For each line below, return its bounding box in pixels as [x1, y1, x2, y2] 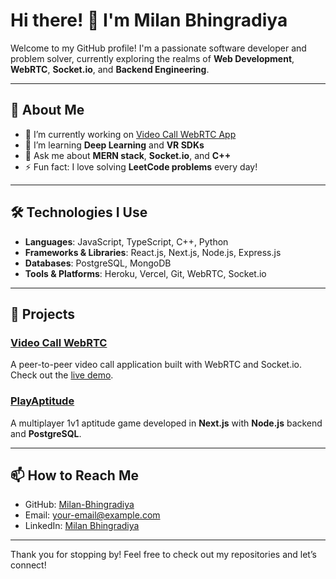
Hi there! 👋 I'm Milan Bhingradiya [10, 9, 288, 32]
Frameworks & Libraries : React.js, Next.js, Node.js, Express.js [24, 246, 282, 258]
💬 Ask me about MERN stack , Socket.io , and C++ [24, 149, 232, 161]
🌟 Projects [10, 305, 76, 323]
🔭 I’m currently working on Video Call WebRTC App [24, 128, 237, 140]
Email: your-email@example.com [24, 509, 161, 521]
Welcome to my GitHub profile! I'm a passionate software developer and [10, 42, 307, 54]
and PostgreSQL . [10, 427, 82, 439]
